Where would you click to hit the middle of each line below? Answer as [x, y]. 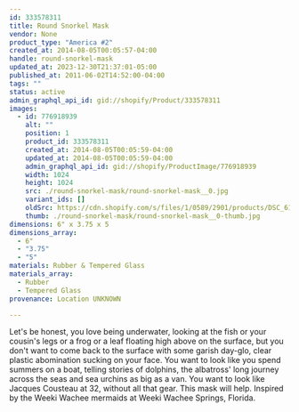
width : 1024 [47, 174]
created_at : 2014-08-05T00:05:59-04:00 [99, 149]
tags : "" [25, 84]
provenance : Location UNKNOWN [65, 299]
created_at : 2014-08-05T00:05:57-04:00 [83, 51]
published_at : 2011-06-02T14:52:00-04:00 [87, 76]
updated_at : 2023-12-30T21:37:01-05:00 [83, 68]
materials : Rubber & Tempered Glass [77, 266]
